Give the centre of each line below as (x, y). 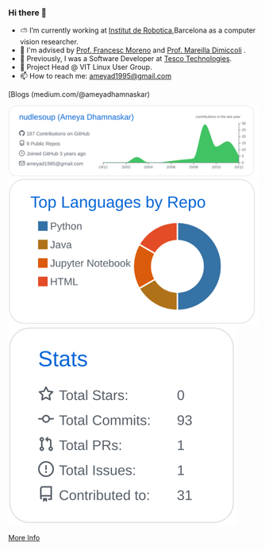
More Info (24, 538)
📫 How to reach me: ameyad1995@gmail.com (96, 76)
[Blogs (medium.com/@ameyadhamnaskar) (79, 94)
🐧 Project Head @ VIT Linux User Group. (86, 67)
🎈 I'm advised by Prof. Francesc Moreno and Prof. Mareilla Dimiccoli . (132, 50)
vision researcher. (49, 42)
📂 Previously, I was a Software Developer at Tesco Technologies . (126, 59)
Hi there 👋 (28, 13)
